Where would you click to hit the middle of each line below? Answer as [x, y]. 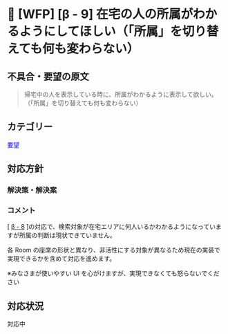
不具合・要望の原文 [48, 76]
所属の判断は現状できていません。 [67, 235]
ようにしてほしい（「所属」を [101, 31]
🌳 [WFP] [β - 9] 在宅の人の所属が [100, 14]
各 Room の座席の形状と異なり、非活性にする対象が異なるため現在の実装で [114, 250]
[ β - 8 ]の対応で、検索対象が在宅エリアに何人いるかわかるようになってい [112, 227]
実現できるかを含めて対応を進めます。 [61, 259]
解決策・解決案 [32, 190]
